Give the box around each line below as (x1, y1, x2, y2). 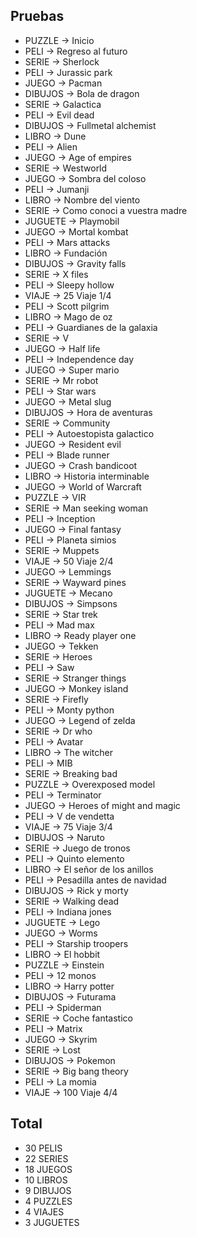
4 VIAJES (24, 1205, 65, 1218)
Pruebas (10, 8, 65, 25)
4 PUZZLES (24, 1195, 73, 1207)
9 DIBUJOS (24, 1184, 72, 1196)
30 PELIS (24, 1142, 63, 1154)
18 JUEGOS (24, 1163, 73, 1175)
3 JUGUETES (24, 1216, 80, 1228)
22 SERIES (24, 1152, 69, 1164)
